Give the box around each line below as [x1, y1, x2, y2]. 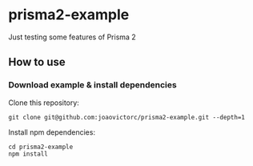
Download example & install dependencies [8, 79, 178, 91]
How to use [8, 55, 66, 69]
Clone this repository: [8, 98, 80, 107]
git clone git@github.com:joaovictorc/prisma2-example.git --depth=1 [8, 113, 246, 121]
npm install [8, 150, 48, 158]
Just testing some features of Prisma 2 [8, 32, 136, 42]
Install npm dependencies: [8, 127, 96, 137]
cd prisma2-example [8, 143, 74, 151]
